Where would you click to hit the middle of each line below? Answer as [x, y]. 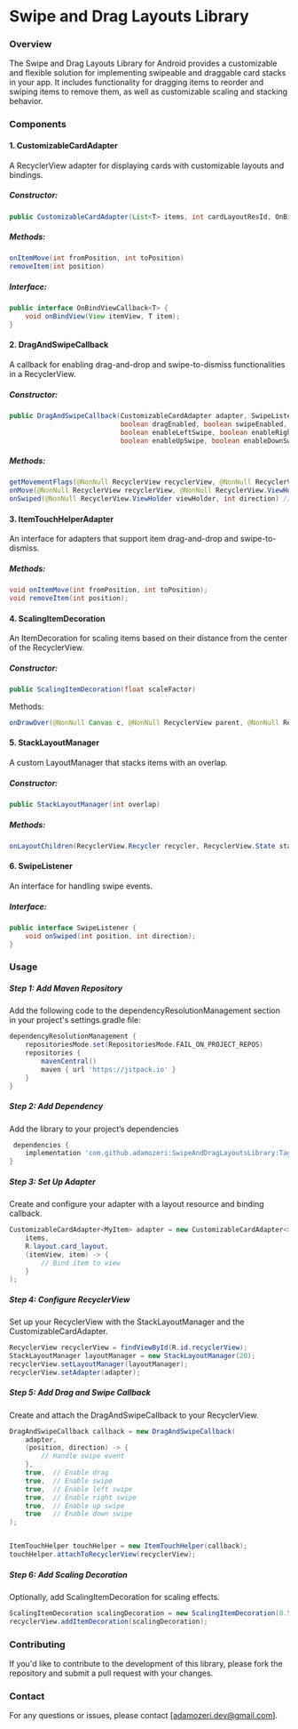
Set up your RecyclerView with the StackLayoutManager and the [127, 1322]
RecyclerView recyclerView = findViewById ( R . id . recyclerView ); [129, 1348]
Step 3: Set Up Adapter [52, 1181]
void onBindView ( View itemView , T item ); [102, 317]
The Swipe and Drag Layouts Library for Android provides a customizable [143, 63]
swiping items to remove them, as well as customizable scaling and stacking [149, 92]
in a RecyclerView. [43, 374]
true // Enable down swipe [79, 1514]
